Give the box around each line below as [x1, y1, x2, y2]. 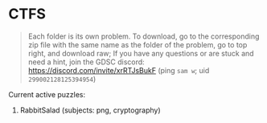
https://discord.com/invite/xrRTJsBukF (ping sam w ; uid [27, 65, 210, 75]
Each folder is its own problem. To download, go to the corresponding [27, 31, 260, 41]
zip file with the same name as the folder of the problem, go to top [27, 39, 248, 49]
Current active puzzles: [8, 89, 86, 99]
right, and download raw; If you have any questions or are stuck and [27, 48, 255, 58]
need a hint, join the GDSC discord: [27, 57, 145, 67]
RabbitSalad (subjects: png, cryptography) [19, 105, 161, 115]
